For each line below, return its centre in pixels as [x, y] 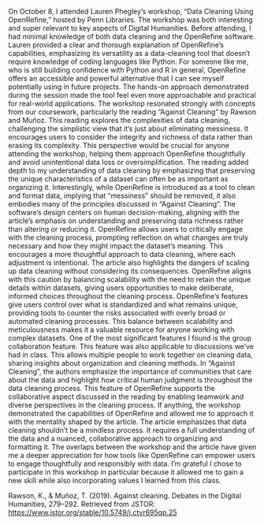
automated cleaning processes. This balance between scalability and [120, 321]
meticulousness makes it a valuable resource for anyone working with [121, 330]
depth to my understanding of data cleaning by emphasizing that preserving [132, 170]
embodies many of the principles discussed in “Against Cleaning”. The [122, 204]
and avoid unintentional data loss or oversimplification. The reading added [128, 162]
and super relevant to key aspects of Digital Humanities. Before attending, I [130, 28]
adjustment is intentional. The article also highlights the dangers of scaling [129, 262]
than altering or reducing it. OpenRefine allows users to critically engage [125, 229]
